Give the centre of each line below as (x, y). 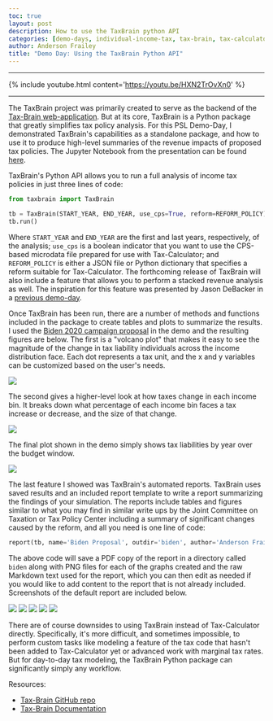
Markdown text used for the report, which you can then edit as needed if (130, 575)
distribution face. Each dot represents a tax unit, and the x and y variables (132, 356)
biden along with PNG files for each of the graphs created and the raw (126, 566)
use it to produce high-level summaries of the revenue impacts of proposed (135, 142)
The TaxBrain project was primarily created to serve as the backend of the (133, 108)
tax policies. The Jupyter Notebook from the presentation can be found (128, 151)
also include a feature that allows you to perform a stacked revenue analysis (136, 280)
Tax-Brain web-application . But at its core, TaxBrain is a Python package (130, 116)
